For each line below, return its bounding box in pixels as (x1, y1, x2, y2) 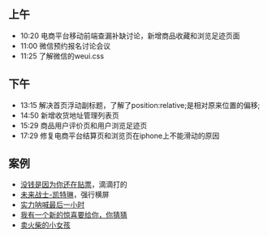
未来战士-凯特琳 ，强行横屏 (19, 190, 110, 200)
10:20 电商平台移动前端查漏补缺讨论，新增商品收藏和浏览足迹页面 (19, 31, 240, 41)
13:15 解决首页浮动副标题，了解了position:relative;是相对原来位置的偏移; (19, 100, 261, 110)
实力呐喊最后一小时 (19, 200, 85, 209)
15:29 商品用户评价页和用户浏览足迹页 (19, 120, 148, 130)
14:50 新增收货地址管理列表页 (19, 110, 119, 120)
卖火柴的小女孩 (19, 220, 71, 230)
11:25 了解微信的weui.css (19, 51, 104, 61)
